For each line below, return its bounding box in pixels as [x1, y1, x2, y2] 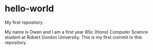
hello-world [4, 3, 54, 14]
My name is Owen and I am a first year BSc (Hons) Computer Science [4, 29, 148, 35]
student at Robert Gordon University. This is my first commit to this [4, 34, 142, 40]
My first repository [4, 19, 43, 25]
